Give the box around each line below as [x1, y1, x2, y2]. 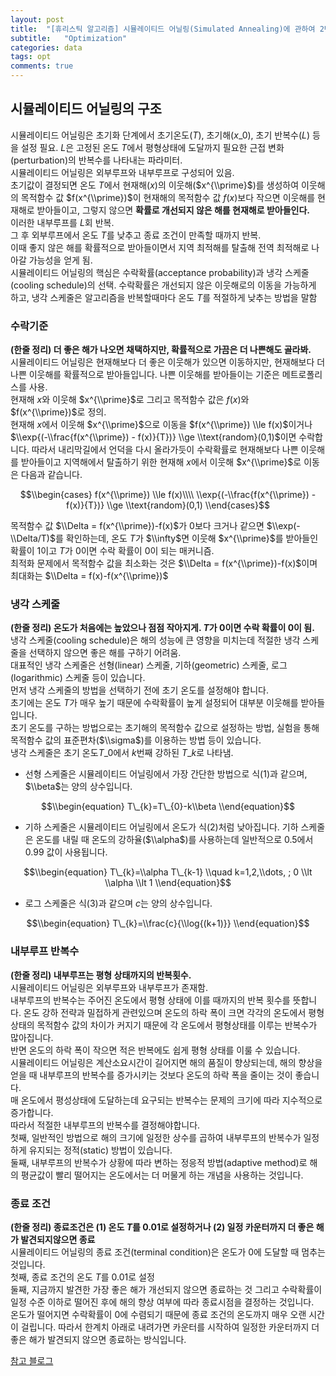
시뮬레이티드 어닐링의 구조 [10, 101, 162, 118]
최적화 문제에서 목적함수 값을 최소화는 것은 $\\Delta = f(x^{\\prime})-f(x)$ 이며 [10, 557, 318, 570]
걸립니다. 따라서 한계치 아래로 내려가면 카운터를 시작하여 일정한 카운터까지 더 [20, 1321, 320, 1333]
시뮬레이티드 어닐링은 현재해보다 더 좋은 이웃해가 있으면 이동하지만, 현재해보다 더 [10, 356, 326, 368]
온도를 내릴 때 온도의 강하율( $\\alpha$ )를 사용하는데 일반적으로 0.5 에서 [35, 834, 314, 846]
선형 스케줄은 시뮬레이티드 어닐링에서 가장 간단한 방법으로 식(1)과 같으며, [24, 768, 308, 780]
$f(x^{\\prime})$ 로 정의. [10, 406, 107, 418]
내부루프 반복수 [10, 944, 80, 958]
